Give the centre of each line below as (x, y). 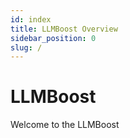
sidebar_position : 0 (53, 38)
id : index (31, 19)
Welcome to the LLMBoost (65, 125)
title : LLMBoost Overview (64, 29)
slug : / (26, 47)
